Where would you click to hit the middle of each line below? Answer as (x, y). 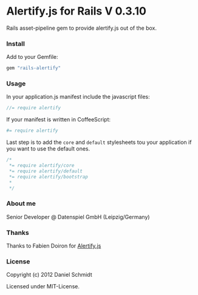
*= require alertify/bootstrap (48, 177)
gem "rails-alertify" (34, 68)
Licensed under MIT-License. (43, 287)
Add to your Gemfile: (32, 57)
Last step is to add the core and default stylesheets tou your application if (99, 142)
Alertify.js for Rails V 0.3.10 (77, 11)
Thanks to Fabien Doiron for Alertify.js (54, 246)
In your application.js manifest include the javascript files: (78, 97)
